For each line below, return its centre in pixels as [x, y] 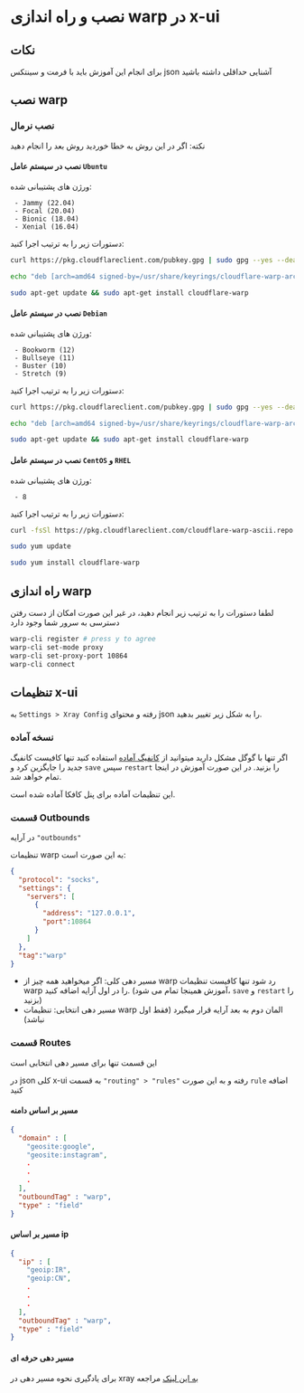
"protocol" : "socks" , [59, 879]
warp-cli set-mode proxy [57, 647]
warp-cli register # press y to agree [83, 639]
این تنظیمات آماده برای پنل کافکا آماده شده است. [93, 794]
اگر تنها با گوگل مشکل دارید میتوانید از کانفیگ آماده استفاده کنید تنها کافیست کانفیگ [149, 757]
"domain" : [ [43, 1138]
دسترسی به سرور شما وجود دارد [65, 622]
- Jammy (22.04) [45, 203]
